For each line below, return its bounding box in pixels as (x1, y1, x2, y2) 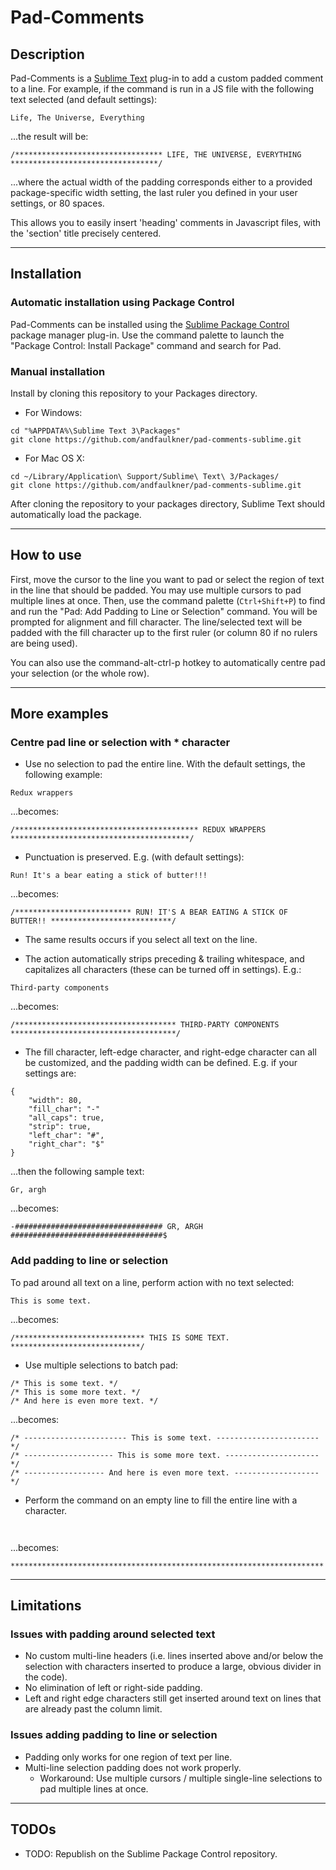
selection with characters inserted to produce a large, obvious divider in (24, 1661, 322, 1673)
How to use (10, 547, 82, 564)
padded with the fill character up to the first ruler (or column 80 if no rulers (10, 626, 318, 638)
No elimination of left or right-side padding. (24, 1682, 203, 1694)
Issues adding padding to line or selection (10, 1728, 218, 1742)
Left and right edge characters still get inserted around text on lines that (24, 1692, 322, 1705)
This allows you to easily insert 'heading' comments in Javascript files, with (10, 217, 322, 228)
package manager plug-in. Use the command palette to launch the (10, 329, 285, 341)
